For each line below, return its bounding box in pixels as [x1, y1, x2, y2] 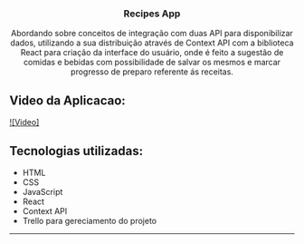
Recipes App [123, 7, 181, 20]
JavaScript [22, 186, 63, 197]
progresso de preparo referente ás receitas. [71, 66, 233, 77]
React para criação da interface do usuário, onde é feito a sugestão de [20, 47, 284, 58]
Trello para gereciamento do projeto [22, 215, 157, 226]
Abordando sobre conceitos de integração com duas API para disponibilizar [10, 28, 294, 39]
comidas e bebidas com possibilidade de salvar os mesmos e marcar [23, 57, 281, 68]
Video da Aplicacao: [9, 93, 127, 108]
